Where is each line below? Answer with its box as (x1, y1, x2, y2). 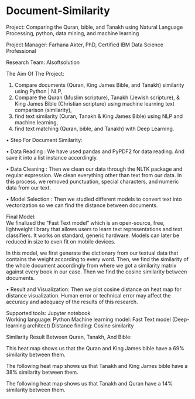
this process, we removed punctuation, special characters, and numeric (6, 178, 179, 185)
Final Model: (6, 213, 36, 220)
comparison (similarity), (14, 106, 72, 113)
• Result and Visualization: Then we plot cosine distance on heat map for (6, 286, 182, 293)
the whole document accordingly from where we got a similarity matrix (6, 262, 177, 269)
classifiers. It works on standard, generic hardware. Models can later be (6, 232, 180, 239)
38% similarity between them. (6, 368, 78, 376)
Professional (6, 47, 36, 54)
